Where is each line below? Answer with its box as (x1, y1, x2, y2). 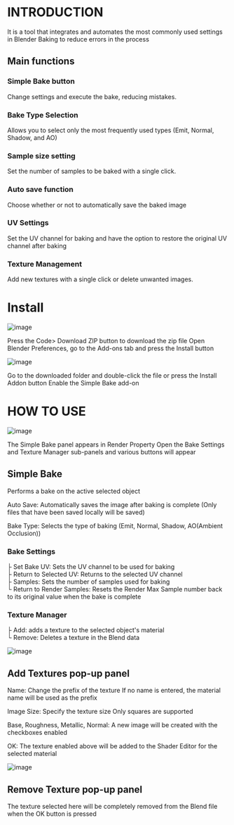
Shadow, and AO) (7, 133, 57, 141)
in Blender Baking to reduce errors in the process (7, 34, 149, 43)
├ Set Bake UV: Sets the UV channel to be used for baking (7, 563, 175, 571)
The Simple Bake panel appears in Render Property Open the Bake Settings (7, 440, 225, 449)
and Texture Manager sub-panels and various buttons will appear (7, 447, 196, 456)
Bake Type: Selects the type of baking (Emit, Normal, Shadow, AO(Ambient (7, 521, 223, 530)
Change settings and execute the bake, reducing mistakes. (7, 92, 177, 101)
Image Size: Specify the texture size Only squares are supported (7, 708, 194, 716)
